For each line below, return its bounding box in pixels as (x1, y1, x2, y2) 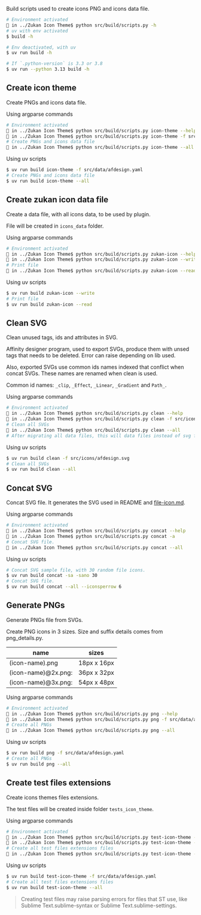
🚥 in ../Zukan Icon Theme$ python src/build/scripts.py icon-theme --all (6, 144, 194, 151)
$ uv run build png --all (6, 761, 71, 767)
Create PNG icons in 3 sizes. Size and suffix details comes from (6, 627, 163, 635)
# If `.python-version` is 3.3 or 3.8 (6, 61, 103, 67)
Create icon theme (6, 83, 77, 93)
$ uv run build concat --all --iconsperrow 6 (6, 584, 121, 590)
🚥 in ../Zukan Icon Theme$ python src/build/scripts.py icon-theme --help (6, 127, 197, 134)
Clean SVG (6, 318, 47, 328)
